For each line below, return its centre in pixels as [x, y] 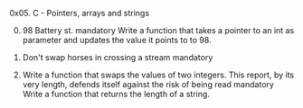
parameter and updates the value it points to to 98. [117, 40]
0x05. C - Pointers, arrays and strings [80, 13]
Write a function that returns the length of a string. [116, 94]
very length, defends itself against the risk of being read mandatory [148, 84]
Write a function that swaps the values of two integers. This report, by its [158, 75]
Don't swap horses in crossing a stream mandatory [118, 57]
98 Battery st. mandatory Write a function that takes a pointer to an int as [158, 30]
